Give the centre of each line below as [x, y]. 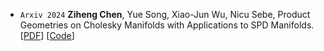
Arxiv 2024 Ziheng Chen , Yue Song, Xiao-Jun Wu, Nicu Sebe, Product [165, 14]
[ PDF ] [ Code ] [47, 35]
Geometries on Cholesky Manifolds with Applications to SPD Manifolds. [167, 25]
